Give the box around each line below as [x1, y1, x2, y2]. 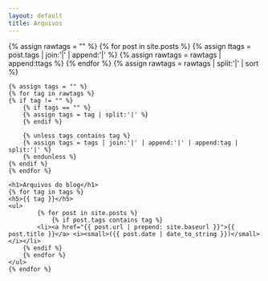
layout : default [8, 11, 63, 20]
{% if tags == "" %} [22, 104, 91, 112]
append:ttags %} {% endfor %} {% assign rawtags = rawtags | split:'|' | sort [8, 58, 259, 68]
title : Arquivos [8, 19, 63, 27]
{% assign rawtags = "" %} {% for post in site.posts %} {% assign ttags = [8, 41, 251, 51]
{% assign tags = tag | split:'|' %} [22, 110, 149, 119]
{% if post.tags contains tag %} [51, 216, 163, 224]
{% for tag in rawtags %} [8, 89, 95, 97]
